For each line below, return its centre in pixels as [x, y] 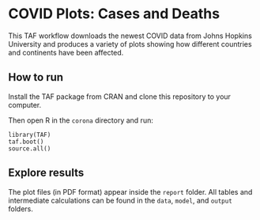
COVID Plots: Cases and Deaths [114, 14]
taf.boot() [26, 142]
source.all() [30, 148]
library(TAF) [30, 135]
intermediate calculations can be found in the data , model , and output [121, 200]
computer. [25, 104]
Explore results [46, 173]
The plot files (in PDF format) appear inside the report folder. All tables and [130, 192]
